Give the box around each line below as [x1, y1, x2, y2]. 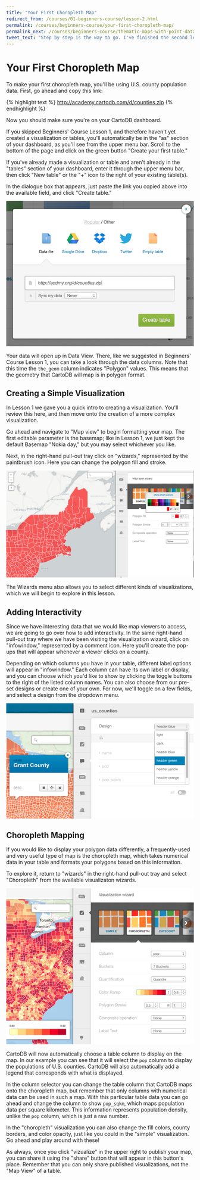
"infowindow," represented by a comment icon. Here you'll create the [6, 642, 176, 649]
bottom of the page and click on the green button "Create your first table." [6, 147, 188, 154]
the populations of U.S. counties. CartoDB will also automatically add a [6, 1063, 179, 1070]
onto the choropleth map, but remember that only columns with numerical [6, 1087, 187, 1094]
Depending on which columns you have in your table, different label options [6, 660, 192, 667]
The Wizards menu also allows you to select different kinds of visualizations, [6, 584, 193, 591]
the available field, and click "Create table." [6, 189, 112, 197]
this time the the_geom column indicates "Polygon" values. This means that [6, 365, 189, 372]
